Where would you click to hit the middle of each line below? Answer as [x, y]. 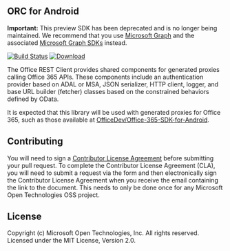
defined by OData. [33, 99]
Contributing [35, 141]
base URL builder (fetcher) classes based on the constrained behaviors [108, 91]
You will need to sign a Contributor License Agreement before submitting [111, 158]
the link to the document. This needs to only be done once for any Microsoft [115, 187]
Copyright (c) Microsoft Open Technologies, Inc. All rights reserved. [103, 233]
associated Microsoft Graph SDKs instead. [67, 43]
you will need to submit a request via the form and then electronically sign [112, 173]
